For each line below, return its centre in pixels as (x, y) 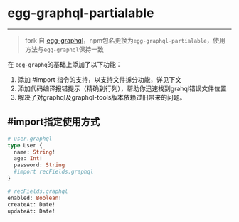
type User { (25, 145)
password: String (39, 165)
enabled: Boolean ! (34, 198)
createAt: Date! (31, 204)
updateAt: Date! (31, 211)
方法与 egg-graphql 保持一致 (64, 49)
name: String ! (34, 152)
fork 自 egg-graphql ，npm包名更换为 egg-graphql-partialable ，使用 (125, 40)
